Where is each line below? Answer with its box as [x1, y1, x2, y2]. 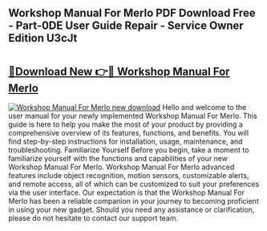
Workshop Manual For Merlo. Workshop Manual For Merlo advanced [8, 162, 235, 172]
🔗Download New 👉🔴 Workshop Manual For [8, 64, 230, 79]
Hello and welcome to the [162, 103, 247, 111]
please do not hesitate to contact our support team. [8, 213, 179, 223]
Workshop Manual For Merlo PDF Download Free [8, 6, 256, 20]
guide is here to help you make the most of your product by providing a [8, 120, 243, 129]
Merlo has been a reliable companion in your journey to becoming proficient [8, 197, 259, 205]
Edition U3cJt [8, 31, 78, 45]
